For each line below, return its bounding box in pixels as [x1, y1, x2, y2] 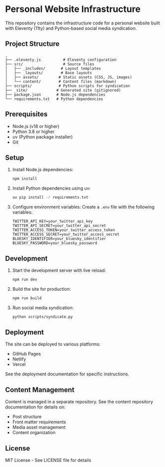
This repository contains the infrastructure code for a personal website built [5, 20, 160, 26]
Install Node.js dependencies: [12, 167, 74, 173]
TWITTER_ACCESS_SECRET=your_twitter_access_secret [12, 232, 120, 237]
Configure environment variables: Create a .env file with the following [12, 204, 155, 210]
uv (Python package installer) [12, 133, 73, 140]
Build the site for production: [12, 286, 71, 292]
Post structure [12, 414, 42, 420]
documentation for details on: [5, 404, 66, 410]
